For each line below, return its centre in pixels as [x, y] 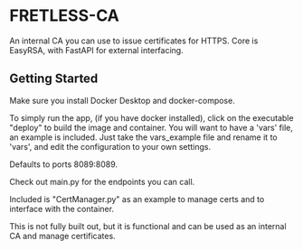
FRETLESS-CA [64, 16]
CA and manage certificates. [62, 236]
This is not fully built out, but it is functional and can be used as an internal [148, 226]
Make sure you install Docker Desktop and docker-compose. [122, 100]
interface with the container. [62, 208]
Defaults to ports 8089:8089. [64, 164]
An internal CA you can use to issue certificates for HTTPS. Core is [134, 41]
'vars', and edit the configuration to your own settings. [110, 146]
